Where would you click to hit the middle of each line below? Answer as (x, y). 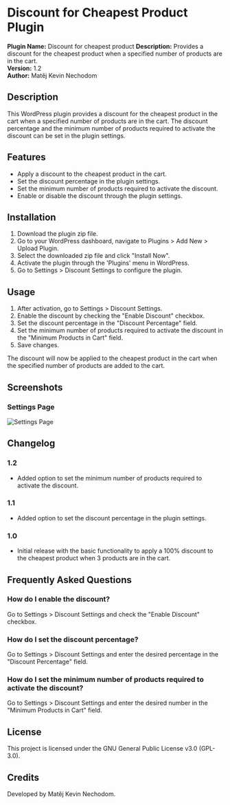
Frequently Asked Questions (70, 580)
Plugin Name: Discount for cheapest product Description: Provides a (105, 46)
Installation (32, 217)
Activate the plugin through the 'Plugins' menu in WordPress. (103, 263)
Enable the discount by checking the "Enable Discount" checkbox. (111, 316)
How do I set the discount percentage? (73, 639)
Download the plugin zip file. (57, 234)
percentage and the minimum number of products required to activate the (111, 128)
